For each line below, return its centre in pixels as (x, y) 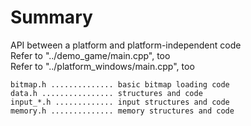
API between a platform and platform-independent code (126, 45)
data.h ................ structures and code (106, 93)
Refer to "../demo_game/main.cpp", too (90, 55)
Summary (51, 17)
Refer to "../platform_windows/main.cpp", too (102, 66)
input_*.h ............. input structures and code (120, 102)
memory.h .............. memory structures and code (122, 111)
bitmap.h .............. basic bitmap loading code (120, 84)
